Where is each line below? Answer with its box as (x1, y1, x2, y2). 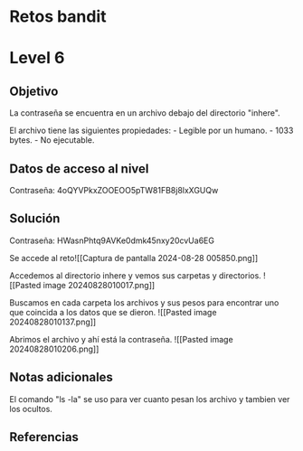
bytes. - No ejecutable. (9, 135, 95, 146)
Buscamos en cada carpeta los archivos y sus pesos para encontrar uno (9, 296, 279, 308)
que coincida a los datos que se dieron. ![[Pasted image (9, 306, 217, 317)
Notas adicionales (9, 370, 113, 385)
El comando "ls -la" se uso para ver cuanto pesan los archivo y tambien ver (9, 393, 290, 404)
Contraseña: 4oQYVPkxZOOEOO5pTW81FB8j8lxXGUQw (9, 185, 219, 195)
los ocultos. (9, 403, 52, 414)
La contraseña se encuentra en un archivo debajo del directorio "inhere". (9, 108, 280, 118)
